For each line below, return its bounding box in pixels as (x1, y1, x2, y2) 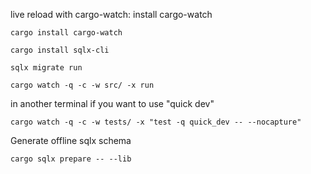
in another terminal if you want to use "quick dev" (10, 98, 215, 109)
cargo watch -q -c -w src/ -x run (10, 80, 155, 90)
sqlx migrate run (10, 63, 83, 73)
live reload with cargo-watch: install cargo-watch (10, 9, 213, 20)
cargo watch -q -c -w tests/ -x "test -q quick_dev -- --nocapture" (10, 117, 302, 127)
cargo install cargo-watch (10, 28, 123, 38)
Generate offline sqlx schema (10, 135, 132, 146)
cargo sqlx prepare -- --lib (10, 154, 132, 164)
